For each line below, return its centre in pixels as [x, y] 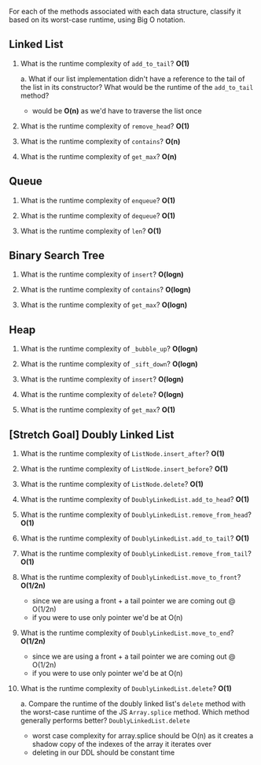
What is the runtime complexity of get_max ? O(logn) [104, 305]
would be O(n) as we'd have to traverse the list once [117, 110]
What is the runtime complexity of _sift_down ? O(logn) [109, 364]
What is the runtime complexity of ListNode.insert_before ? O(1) [124, 469]
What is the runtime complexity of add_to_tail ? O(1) [105, 63]
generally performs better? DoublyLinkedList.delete [105, 721]
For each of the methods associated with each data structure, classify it [125, 11]
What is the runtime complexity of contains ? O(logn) [105, 290]
